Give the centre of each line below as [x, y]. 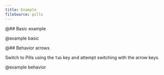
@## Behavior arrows [27, 48]
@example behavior [26, 67]
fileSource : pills [24, 14]
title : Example [21, 10]
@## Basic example [26, 28]
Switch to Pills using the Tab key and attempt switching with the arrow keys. [82, 57]
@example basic [22, 38]
